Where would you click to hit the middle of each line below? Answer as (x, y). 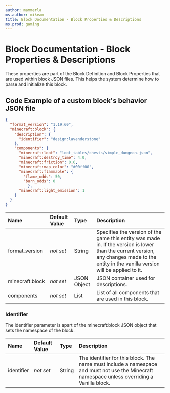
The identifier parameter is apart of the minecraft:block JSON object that (81, 325)
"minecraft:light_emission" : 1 (52, 191)
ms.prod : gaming (22, 24)
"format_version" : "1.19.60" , (41, 124)
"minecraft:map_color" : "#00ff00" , (56, 167)
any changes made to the (126, 257)
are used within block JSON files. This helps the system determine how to (82, 79)
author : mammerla (24, 10)
